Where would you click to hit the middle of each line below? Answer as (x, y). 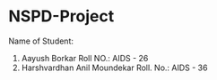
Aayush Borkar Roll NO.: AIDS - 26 (85, 58)
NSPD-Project (61, 16)
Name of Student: (41, 41)
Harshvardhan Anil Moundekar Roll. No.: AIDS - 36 (114, 68)
